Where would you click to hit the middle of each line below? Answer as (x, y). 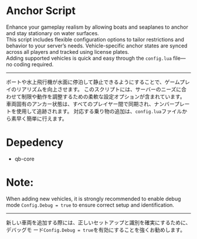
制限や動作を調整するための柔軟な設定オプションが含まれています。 (103, 96)
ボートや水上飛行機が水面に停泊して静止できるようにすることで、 (86, 82)
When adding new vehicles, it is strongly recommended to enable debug (94, 199)
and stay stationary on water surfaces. (53, 33)
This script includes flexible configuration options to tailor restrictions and (95, 39)
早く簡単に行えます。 (42, 118)
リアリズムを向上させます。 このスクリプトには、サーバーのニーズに (99, 89)
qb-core (24, 159)
